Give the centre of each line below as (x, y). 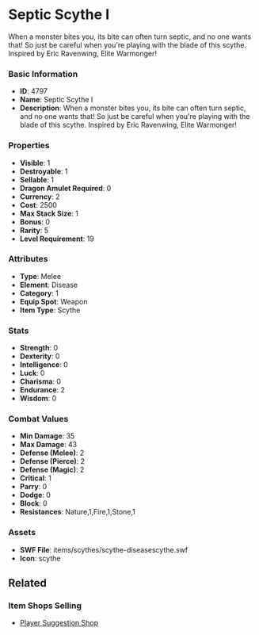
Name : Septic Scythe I (56, 100)
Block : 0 (33, 503)
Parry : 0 (33, 487)
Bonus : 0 (34, 222)
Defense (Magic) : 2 (52, 470)
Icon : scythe (40, 558)
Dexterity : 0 (40, 356)
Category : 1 (39, 293)
